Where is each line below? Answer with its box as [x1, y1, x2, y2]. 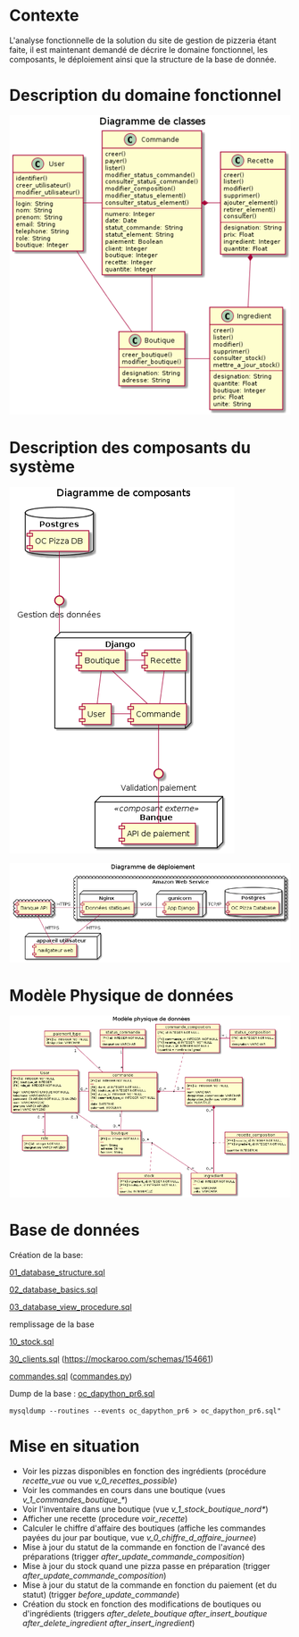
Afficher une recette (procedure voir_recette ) [21, 1513, 188, 1524]
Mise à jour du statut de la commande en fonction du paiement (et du [21, 1579, 278, 1591]
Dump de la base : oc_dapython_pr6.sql [9, 1389, 155, 1399]
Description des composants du [9, 438, 252, 458]
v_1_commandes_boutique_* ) [21, 1494, 128, 1505]
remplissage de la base [9, 1319, 96, 1330]
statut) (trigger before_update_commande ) [21, 1589, 180, 1599]
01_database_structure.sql [9, 1267, 105, 1278]
